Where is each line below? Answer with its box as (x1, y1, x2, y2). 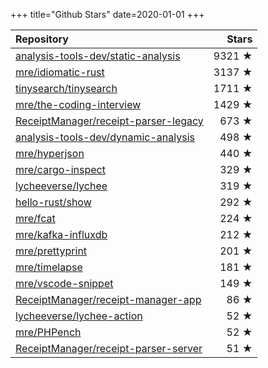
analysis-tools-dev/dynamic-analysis (15, 130, 195, 144)
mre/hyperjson (15, 147, 85, 160)
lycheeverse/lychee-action (15, 309, 143, 323)
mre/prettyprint (15, 244, 88, 258)
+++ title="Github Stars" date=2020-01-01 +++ (10, 9, 205, 20)
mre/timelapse (15, 260, 83, 274)
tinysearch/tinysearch (15, 82, 118, 95)
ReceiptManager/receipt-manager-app (15, 293, 202, 306)
